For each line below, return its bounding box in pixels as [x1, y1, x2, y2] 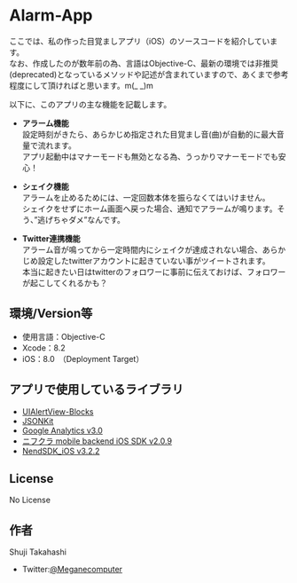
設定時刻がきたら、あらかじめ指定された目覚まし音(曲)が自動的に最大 [21, 129, 277, 139]
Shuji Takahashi [9, 547, 66, 557]
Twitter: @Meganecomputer [21, 564, 122, 575]
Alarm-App [9, 5, 93, 26]
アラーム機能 [21, 117, 69, 129]
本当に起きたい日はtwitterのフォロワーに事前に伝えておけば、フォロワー [21, 266, 286, 277]
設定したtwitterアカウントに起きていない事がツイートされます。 [37, 255, 270, 266]
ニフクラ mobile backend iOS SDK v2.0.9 [21, 436, 173, 446]
